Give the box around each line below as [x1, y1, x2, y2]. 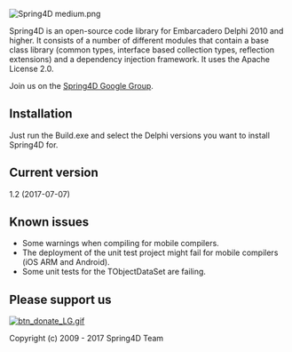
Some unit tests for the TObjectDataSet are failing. [21, 267, 207, 277]
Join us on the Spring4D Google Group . [9, 81, 154, 91]
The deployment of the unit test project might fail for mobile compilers [21, 247, 279, 258]
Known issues [9, 214, 90, 230]
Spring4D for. [9, 139, 59, 150]
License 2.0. [9, 63, 54, 74]
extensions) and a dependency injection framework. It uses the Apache [9, 54, 271, 64]
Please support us [9, 292, 113, 307]
